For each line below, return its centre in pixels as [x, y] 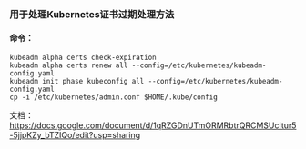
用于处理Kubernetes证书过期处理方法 [92, 14]
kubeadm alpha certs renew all [69, 65]
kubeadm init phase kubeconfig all [77, 82]
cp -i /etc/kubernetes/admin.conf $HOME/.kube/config [114, 97]
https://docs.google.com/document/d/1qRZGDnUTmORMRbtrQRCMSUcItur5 [153, 125]
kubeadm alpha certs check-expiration [83, 58]
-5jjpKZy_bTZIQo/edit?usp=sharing [75, 135]
